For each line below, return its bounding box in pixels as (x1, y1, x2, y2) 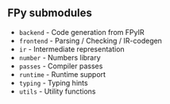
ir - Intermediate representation (18, 44, 125, 54)
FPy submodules (7, 6, 92, 20)
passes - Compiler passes (18, 61, 103, 71)
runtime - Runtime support (18, 69, 106, 79)
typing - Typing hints (18, 78, 88, 87)
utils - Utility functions (18, 87, 96, 96)
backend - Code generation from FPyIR (18, 27, 145, 37)
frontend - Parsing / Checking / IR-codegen (18, 36, 162, 45)
